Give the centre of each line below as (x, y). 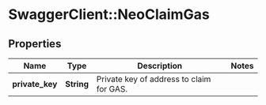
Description (160, 66)
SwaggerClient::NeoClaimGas (109, 15)
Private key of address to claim (154, 79)
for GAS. (112, 89)
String (77, 84)
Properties (35, 44)
